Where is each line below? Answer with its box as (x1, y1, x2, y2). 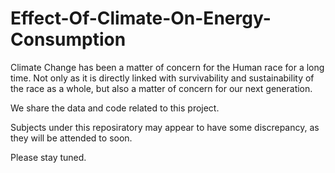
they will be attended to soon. (10, 132, 133, 144)
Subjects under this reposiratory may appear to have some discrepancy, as (10, 121, 320, 133)
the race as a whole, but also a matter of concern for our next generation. (10, 82, 313, 94)
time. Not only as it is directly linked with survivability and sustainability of (10, 72, 315, 84)
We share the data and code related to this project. (10, 102, 220, 114)
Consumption (10, 28, 127, 51)
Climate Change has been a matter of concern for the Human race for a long (10, 61, 325, 73)
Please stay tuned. (10, 151, 87, 163)
